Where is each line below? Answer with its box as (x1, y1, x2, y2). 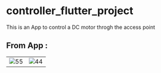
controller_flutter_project (6, 4, 134, 18)
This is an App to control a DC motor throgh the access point (6, 24, 156, 31)
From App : (6, 41, 48, 51)
